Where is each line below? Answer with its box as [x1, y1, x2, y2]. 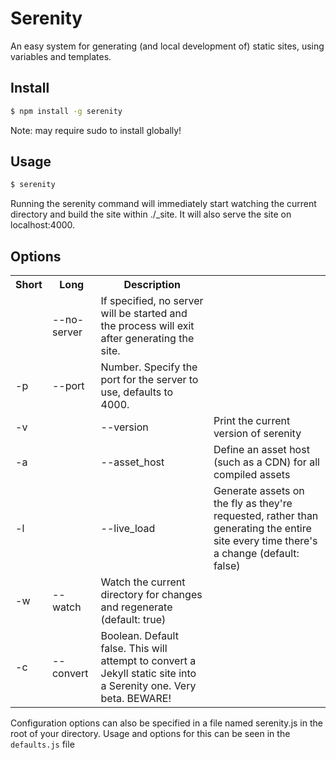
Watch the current [100, 575, 186, 589]
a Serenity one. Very [100, 679, 197, 693]
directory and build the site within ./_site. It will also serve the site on [10, 208, 292, 221]
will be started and [100, 307, 188, 321]
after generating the [100, 332, 195, 346]
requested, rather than [213, 509, 319, 523]
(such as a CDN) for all [213, 455, 320, 469]
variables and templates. [10, 50, 112, 62]
